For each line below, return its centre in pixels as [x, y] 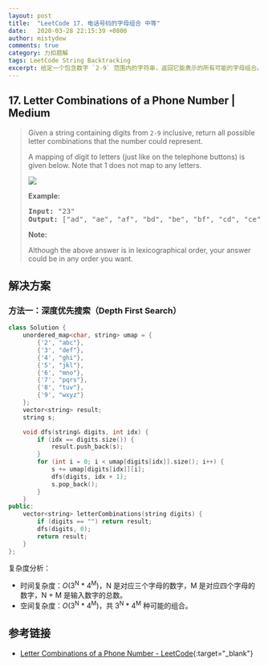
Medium [29, 113]
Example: [44, 196]
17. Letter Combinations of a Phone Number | [122, 101]
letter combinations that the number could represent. [115, 141]
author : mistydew [37, 38]
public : [21, 507]
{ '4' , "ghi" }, [61, 358]
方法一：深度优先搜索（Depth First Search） [95, 310]
